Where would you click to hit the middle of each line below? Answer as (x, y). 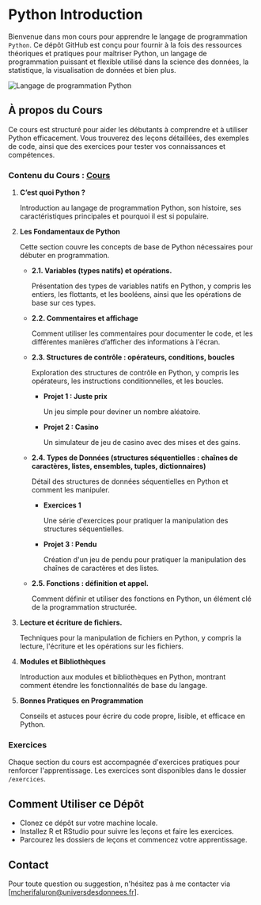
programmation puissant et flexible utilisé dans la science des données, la (129, 62)
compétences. (32, 154)
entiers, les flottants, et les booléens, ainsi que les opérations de (136, 295)
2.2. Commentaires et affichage (85, 318)
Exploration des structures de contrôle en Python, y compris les (135, 373)
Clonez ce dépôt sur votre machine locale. (89, 823)
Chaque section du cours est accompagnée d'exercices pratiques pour (124, 762)
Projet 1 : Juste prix (76, 397)
